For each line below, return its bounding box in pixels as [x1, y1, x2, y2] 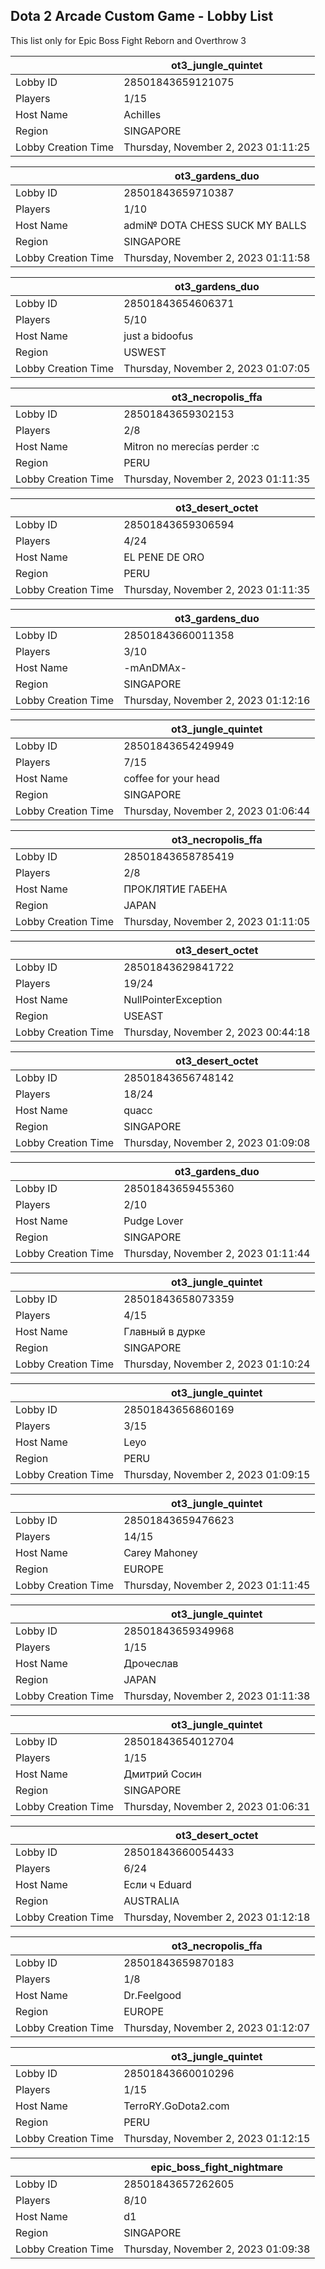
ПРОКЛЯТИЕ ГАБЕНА [123, 882, 228, 896]
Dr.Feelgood [123, 1988, 182, 2002]
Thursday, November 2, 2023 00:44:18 [123, 1025, 311, 1039]
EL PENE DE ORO [123, 550, 205, 564]
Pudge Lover [123, 1214, 184, 1228]
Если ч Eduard [123, 1877, 192, 1891]
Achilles [123, 107, 162, 121]
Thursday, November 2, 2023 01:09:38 [123, 2242, 311, 2256]
